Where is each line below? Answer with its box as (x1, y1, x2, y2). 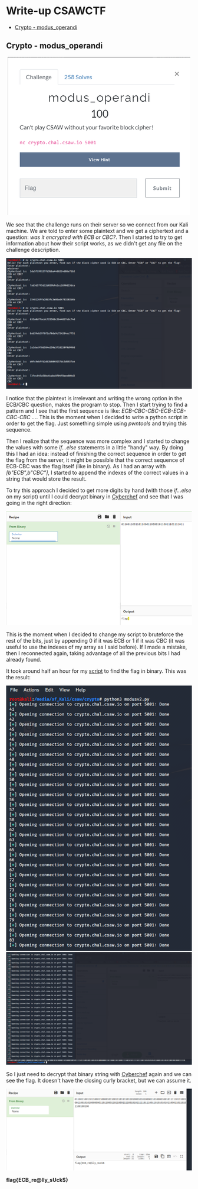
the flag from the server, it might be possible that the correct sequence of (6, 456, 184, 464)
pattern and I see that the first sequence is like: (6, 407, 121, 414)
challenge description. (6, 246, 61, 253)
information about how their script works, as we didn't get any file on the (6, 239, 183, 247)
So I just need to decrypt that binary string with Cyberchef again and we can (6, 1071, 192, 1077)
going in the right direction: (6, 500, 72, 507)
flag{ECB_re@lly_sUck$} (6, 1176, 69, 1183)
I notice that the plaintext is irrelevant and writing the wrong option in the (6, 395, 183, 402)
